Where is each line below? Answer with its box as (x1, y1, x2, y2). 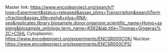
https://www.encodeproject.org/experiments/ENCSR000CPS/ (5, 41, 132, 47)
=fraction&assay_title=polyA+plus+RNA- (5, 15, 88, 20)
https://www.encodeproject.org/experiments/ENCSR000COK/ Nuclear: (5, 36, 151, 42)
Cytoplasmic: (26, 31, 54, 36)
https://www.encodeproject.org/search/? (30, 4, 115, 10)
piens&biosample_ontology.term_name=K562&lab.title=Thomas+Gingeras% (5, 25, 161, 31)
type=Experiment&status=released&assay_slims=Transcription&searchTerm (5, 9, 161, 15)
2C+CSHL (5, 31, 26, 36)
